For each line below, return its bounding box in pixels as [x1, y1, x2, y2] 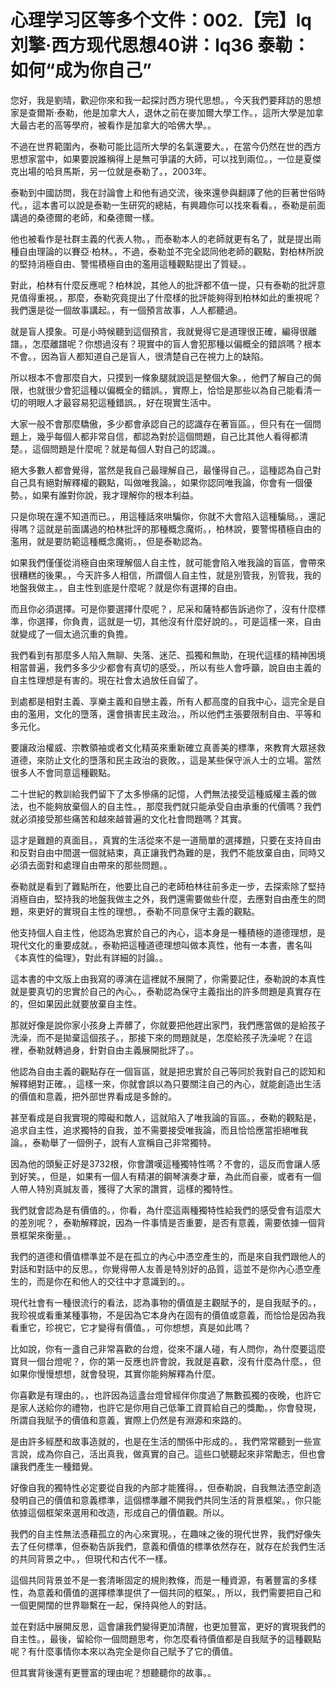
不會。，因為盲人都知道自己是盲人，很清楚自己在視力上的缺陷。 [10, 350, 269, 362]
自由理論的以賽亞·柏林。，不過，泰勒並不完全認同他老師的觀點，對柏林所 [18, 245, 316, 257]
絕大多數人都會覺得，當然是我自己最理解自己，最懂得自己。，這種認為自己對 [10, 464, 322, 476]
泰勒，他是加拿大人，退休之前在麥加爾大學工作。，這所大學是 [56, 106, 307, 118]
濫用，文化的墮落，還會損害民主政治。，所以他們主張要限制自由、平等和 [27, 707, 322, 720]
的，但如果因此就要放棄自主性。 [10, 997, 142, 1010]
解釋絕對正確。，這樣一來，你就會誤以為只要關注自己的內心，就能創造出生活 [10, 1077, 322, 1090]
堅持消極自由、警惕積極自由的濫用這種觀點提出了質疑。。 [18, 257, 252, 270]
